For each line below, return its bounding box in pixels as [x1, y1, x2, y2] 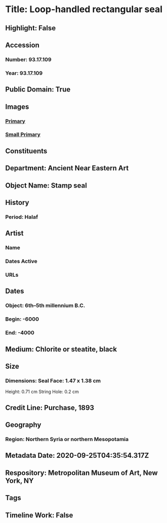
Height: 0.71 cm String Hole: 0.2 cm [5, 388, 79, 395]
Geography [5, 421, 41, 429]
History [5, 198, 29, 207]
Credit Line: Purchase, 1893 [5, 403, 95, 412]
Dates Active [5, 258, 38, 265]
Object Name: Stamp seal [5, 181, 87, 190]
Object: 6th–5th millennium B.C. [5, 302, 86, 309]
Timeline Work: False [5, 511, 73, 519]
